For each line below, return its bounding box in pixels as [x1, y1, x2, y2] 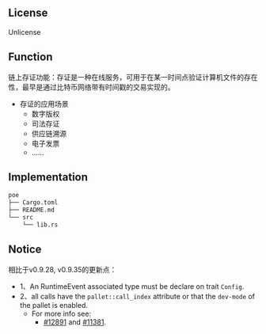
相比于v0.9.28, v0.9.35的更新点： [8, 264, 117, 274]
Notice [8, 243, 42, 256]
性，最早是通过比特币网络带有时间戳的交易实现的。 [8, 82, 175, 92]
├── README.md [8, 206, 55, 214]
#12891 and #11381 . [43, 317, 107, 327]
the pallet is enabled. [19, 300, 89, 309]
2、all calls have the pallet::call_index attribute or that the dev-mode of [19, 291, 256, 301]
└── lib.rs [22, 221, 59, 229]
